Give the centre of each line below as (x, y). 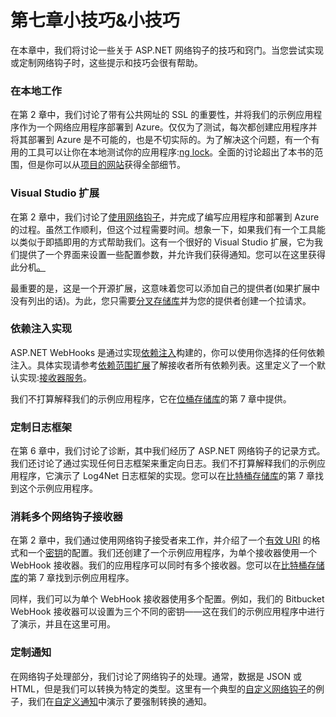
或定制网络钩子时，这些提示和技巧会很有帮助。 (106, 62)
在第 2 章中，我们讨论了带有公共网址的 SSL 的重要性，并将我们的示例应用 (162, 115)
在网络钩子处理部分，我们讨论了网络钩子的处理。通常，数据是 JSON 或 (156, 676)
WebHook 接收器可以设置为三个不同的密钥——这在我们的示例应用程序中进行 (167, 612)
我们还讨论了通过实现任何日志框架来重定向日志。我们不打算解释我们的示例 (163, 463)
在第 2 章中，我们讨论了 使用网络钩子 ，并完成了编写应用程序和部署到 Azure (165, 217)
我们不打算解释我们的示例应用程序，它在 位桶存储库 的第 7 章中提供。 (151, 398)
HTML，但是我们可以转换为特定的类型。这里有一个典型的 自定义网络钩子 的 (163, 688)
